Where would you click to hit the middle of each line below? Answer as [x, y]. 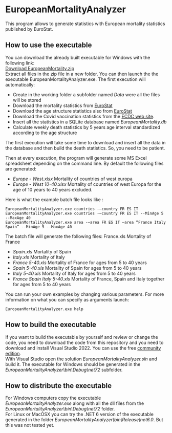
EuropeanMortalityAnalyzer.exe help [44, 309]
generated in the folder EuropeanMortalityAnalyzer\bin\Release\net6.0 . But [84, 420]
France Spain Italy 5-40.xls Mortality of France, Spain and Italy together [89, 279]
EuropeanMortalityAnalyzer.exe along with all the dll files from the [75, 403]
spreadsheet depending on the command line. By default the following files [84, 163]
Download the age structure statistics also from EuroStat [72, 111]
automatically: [20, 84]
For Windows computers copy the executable [53, 398]
